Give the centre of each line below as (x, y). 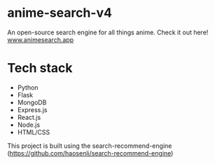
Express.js (32, 109)
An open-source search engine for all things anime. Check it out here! (108, 32)
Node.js (29, 125)
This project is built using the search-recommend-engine (90, 146)
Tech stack (40, 68)
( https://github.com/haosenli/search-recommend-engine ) (90, 153)
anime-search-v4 (60, 13)
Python (28, 87)
